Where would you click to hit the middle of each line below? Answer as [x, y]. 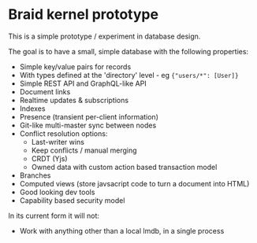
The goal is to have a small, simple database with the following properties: [128, 51]
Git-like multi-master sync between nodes [88, 125]
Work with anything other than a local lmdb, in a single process [122, 230]
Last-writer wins [58, 142]
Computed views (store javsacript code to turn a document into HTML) [134, 183]
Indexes [32, 109]
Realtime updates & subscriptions [74, 100]
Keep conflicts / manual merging [84, 150]
